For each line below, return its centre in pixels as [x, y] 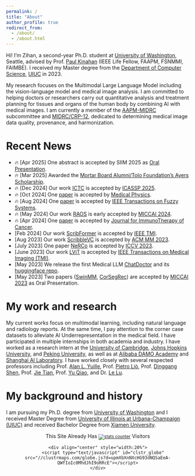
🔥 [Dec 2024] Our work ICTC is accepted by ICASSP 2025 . [85, 188]
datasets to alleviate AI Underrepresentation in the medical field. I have [91, 335]
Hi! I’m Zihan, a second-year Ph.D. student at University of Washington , [91, 55]
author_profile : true [32, 22]
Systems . [26, 208]
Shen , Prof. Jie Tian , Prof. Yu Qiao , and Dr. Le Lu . [65, 372]
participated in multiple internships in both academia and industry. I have [93, 341]
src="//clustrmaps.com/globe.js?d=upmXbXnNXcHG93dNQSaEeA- [98, 458]
